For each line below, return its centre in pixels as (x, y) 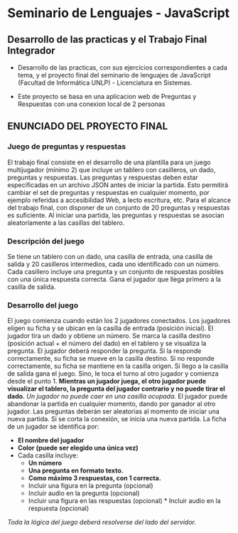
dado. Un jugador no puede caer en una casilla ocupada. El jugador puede (118, 396)
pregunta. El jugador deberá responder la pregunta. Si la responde (104, 351)
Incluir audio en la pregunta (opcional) (84, 493)
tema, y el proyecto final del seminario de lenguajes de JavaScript (114, 75)
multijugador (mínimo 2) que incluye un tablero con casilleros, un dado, (112, 169)
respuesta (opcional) (59, 508)
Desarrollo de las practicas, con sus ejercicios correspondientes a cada (122, 68)
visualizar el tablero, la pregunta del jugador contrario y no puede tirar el (116, 389)
